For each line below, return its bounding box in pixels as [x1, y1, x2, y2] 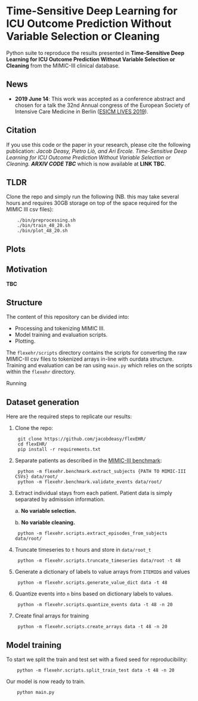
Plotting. [14, 337, 36, 345]
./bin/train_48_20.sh [17, 223, 70, 229]
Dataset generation [6, 397, 79, 407]
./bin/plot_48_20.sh [17, 228, 68, 234]
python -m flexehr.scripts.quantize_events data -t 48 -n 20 [17, 602, 173, 608]
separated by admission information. [14, 496, 106, 503]
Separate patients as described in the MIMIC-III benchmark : [14, 457, 162, 464]
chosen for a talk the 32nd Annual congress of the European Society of [14, 102, 190, 109]
